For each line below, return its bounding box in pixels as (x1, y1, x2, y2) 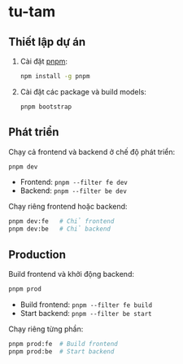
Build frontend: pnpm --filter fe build (20, 300, 153, 309)
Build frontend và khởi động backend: (8, 270, 134, 278)
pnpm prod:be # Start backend (8, 347, 115, 356)
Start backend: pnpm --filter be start (20, 308, 152, 318)
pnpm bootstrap (20, 103, 72, 111)
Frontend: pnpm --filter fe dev (20, 178, 128, 187)
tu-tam (8, 2, 55, 21)
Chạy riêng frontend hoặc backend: (8, 202, 128, 212)
